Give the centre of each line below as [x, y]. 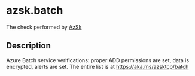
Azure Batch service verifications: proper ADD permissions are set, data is [98, 60]
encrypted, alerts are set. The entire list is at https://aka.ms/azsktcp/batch [97, 66]
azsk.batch [35, 10]
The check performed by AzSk [44, 27]
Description [28, 46]
